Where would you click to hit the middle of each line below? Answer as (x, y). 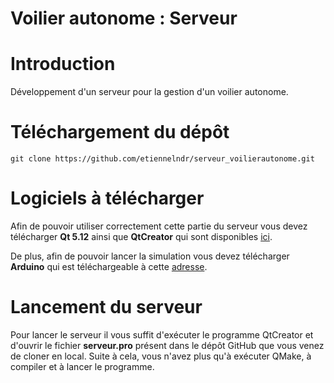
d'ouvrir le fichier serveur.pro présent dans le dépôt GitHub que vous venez (167, 345)
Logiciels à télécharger (107, 198)
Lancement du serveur (106, 307)
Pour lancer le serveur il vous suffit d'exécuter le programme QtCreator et (162, 334)
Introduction (63, 64)
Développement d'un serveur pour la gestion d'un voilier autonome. (149, 92)
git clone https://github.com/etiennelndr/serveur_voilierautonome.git (162, 159)
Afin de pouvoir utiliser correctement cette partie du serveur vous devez (159, 226)
